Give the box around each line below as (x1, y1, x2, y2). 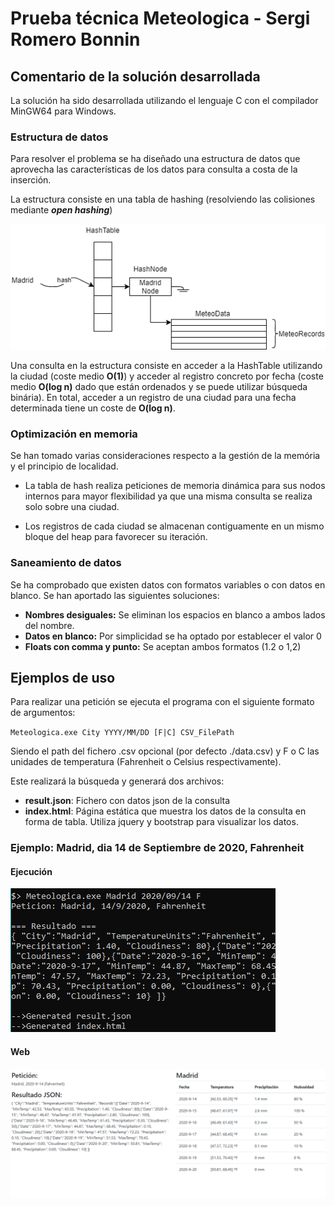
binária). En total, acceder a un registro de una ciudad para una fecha (10, 391, 297, 403)
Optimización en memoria (10, 427, 138, 441)
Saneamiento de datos (10, 556, 122, 570)
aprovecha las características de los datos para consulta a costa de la (10, 163, 298, 176)
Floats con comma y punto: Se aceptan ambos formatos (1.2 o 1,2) (24, 640, 302, 652)
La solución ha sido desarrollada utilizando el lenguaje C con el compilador (10, 95, 319, 106)
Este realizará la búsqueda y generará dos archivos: (10, 775, 225, 787)
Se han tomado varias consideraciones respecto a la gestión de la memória (10, 450, 321, 462)
